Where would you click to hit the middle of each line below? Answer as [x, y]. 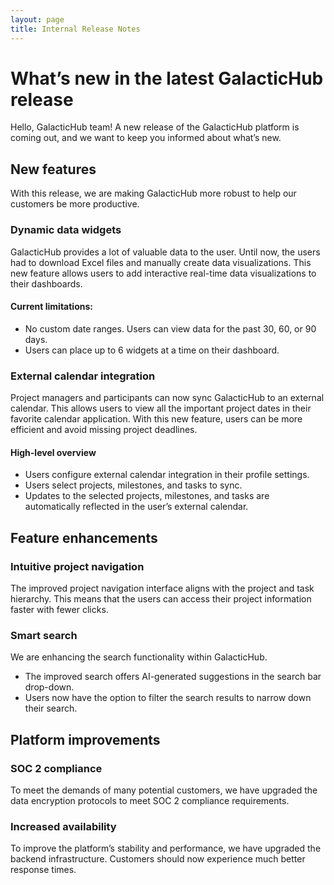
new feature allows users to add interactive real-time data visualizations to [163, 273]
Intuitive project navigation [77, 566]
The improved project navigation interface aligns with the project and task [162, 588]
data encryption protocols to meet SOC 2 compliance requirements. [150, 800]
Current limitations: [51, 307]
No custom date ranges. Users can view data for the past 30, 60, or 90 [170, 328]
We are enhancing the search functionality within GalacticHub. [139, 657]
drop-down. [49, 687]
